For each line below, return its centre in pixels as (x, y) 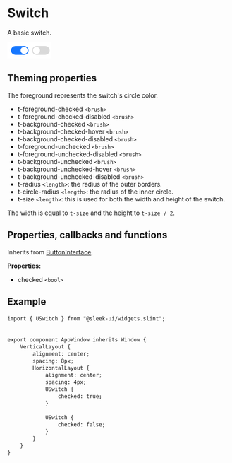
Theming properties (52, 78)
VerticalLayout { (45, 347)
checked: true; (80, 397)
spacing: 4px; (66, 382)
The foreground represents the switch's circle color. (83, 95)
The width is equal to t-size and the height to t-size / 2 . (91, 213)
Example (27, 301)
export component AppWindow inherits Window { (77, 340)
